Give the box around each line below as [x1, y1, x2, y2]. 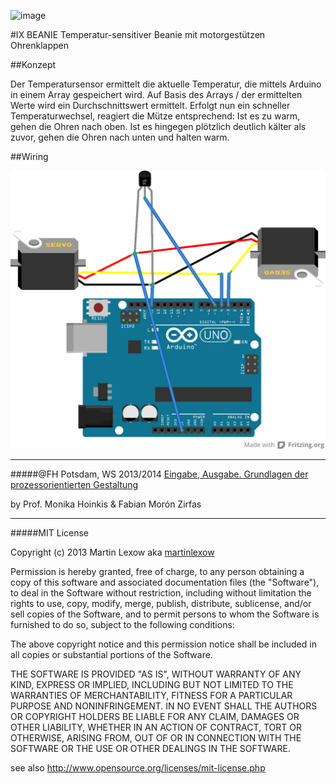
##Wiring [10, 151, 49, 162]
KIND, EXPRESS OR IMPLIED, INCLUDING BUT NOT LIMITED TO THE [10, 678, 294, 690]
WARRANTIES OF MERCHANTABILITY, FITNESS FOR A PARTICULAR [10, 689, 293, 701]
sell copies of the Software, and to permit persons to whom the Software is [10, 608, 320, 620]
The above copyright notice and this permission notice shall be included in [10, 638, 317, 650]
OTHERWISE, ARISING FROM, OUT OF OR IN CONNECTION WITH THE [10, 731, 302, 744]
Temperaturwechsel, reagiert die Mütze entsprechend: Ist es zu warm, [10, 110, 301, 122]
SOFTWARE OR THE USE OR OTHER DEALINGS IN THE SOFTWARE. [10, 742, 291, 754]
